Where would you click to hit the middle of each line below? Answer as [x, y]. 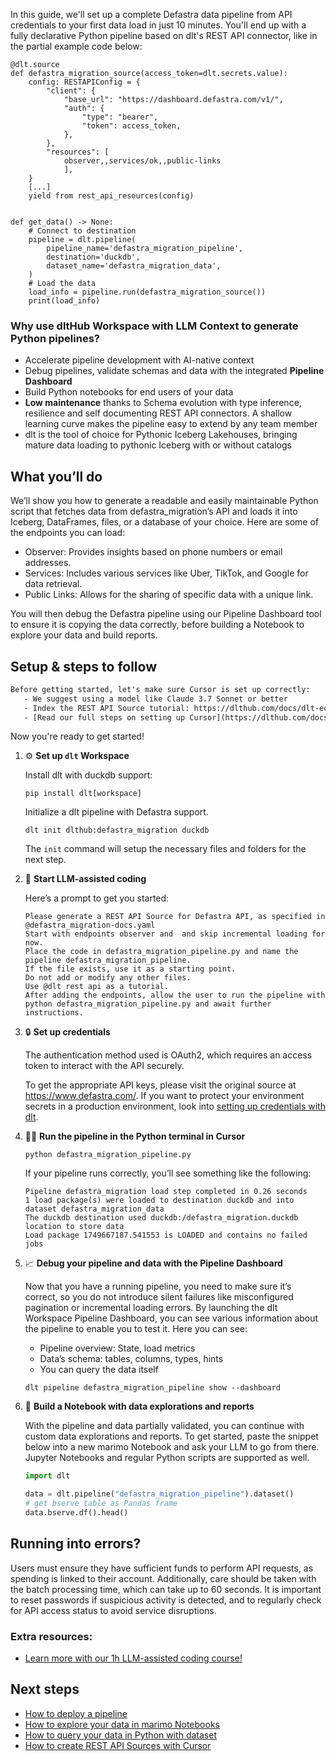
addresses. [48, 563]
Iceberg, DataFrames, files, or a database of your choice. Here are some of [164, 522]
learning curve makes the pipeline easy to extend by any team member [171, 424]
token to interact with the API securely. [104, 1066]
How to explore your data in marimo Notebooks [122, 1724]
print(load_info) [64, 301]
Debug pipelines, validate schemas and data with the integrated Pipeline [174, 371]
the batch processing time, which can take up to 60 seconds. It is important [166, 1589]
